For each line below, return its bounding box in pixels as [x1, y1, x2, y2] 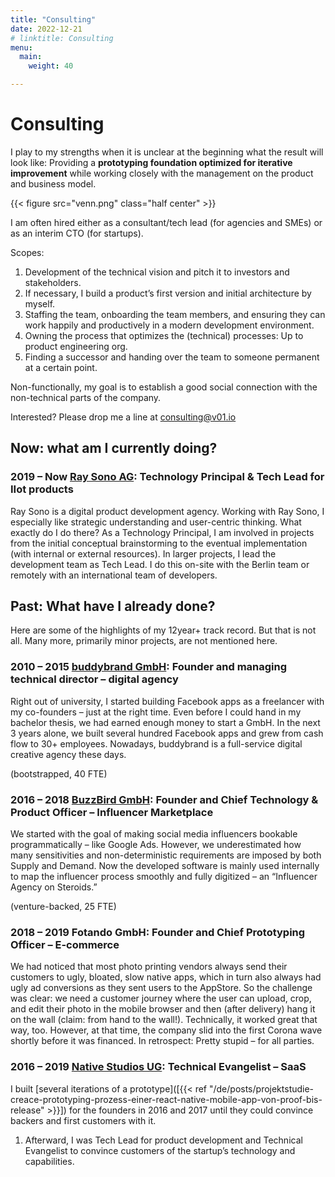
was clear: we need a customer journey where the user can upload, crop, [10, 992, 312, 1005]
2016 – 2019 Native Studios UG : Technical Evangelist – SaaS [10, 1060, 307, 1074]
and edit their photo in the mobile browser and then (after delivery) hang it [10, 1003, 316, 1015]
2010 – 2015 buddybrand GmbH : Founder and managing [10, 660, 288, 674]
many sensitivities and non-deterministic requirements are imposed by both [10, 849, 322, 861]
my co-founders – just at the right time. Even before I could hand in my [10, 706, 302, 718]
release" [10, 1104, 45, 1116]
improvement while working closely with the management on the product [10, 167, 314, 179]
